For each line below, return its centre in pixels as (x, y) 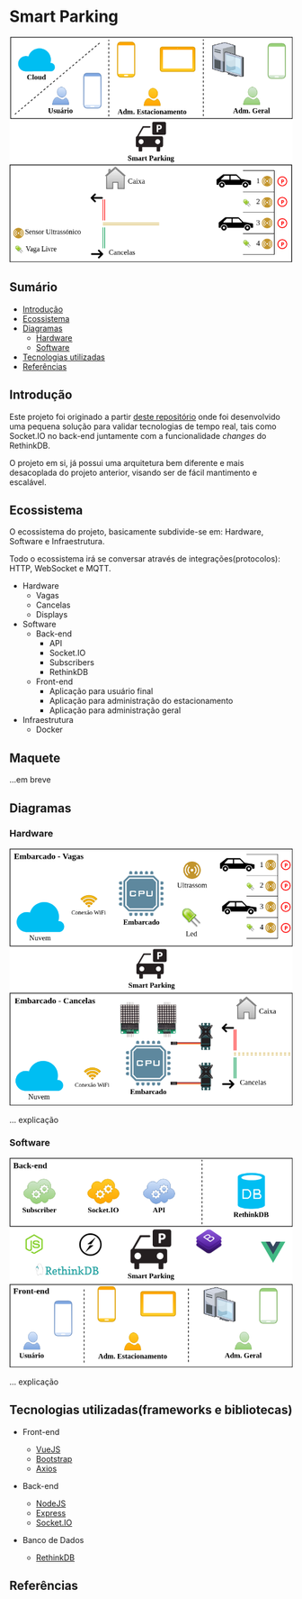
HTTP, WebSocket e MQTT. (60, 569)
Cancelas (53, 605)
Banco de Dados (53, 1540)
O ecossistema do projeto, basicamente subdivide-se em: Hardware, (137, 532)
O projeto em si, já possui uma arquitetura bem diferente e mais (127, 462)
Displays (52, 615)
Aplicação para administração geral (115, 710)
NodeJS (51, 1503)
